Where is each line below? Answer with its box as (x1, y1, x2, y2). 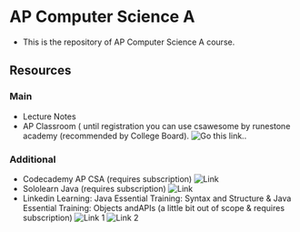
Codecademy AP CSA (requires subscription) (22, 173, 193, 184)
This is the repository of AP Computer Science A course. (22, 36, 235, 47)
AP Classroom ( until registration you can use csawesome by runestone (22, 120, 291, 131)
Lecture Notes (22, 111, 76, 122)
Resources (9, 63, 72, 78)
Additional (9, 153, 56, 166)
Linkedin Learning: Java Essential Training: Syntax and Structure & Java (22, 193, 292, 204)
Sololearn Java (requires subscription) (22, 183, 166, 194)
